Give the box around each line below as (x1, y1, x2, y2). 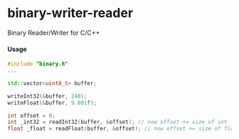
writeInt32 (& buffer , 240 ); (7, 92, 87, 100)
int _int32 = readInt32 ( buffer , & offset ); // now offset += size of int (7, 118, 228, 126)
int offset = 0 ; (7, 112, 55, 119)
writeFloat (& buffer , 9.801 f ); (7, 99, 97, 106)
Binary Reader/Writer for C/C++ (7, 28, 100, 37)
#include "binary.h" (7, 60, 69, 68)
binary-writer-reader (7, 5, 134, 21)
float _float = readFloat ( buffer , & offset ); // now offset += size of (7, 126, 221, 133)
